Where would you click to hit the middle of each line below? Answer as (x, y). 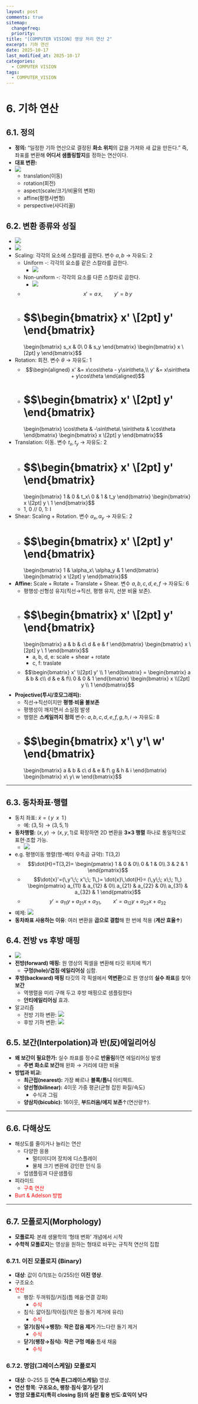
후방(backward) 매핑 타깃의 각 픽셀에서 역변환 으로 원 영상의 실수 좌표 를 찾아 (103, 978)
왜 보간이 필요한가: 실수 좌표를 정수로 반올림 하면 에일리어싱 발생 (88, 1058)
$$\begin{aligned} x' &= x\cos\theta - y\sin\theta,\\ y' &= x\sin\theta (108, 369)
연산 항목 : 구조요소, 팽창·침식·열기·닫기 (59, 1387)
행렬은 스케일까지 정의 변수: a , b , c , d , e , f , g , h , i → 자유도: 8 (92, 717)
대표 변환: (26, 163)
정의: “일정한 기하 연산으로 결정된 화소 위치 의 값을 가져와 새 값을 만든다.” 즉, (101, 148)
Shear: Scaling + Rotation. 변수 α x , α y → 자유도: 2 (73, 517)
